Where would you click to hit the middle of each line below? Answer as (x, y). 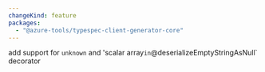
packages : (25, 23)
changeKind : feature (43, 15)
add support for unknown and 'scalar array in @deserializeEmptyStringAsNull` (133, 53)
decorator (25, 61)
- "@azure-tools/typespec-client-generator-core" (99, 30)
